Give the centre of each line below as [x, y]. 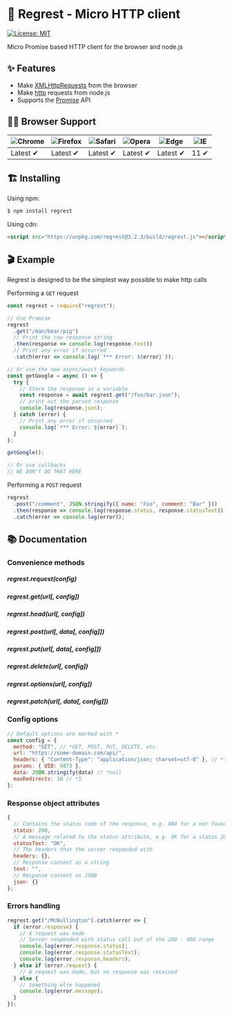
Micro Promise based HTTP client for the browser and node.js [95, 46]
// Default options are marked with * [63, 733]
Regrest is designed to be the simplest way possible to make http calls [107, 279]
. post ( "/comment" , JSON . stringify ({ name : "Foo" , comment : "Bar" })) [116, 504]
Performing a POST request [45, 485]
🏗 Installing [34, 178]
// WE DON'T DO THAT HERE [44, 472]
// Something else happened [60, 985]
